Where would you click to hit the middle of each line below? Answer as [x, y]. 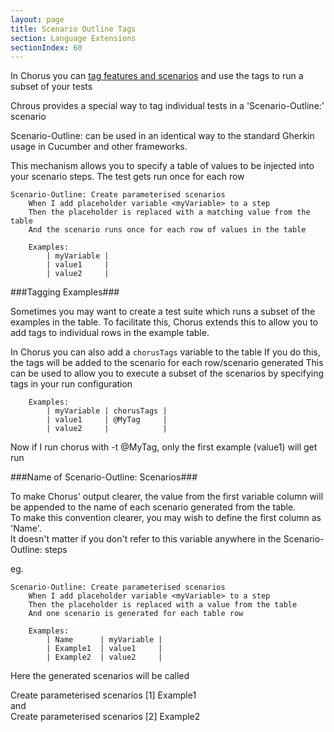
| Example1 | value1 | [104, 649]
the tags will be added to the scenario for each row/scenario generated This [167, 363]
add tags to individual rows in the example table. [110, 333]
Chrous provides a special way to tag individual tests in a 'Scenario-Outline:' [167, 106]
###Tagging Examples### [65, 292]
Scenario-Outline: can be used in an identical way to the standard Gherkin [162, 136]
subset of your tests [51, 87]
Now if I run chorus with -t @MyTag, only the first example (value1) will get [164, 447]
